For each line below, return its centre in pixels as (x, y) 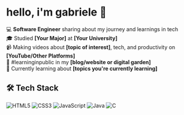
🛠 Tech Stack (32, 88)
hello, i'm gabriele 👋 (56, 12)
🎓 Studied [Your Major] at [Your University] (62, 38)
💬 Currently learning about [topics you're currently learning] (82, 68)
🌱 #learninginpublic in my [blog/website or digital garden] (79, 62)
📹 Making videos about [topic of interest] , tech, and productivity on (91, 47)
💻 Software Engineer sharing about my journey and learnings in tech (92, 29)
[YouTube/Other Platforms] (41, 56)
